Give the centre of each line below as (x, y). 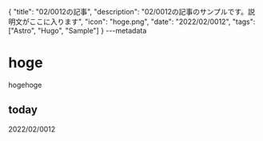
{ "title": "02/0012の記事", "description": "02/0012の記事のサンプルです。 (128, 12)
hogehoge (25, 84)
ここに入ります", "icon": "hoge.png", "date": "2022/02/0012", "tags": (142, 22)
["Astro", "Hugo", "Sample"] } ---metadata (78, 31)
